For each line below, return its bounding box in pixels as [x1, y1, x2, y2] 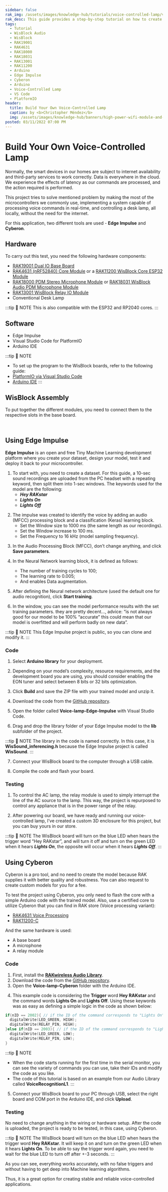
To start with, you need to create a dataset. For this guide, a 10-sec [12, 470, 151, 476]
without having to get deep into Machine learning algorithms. [5, 1166, 131, 1172]
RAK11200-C [12, 918, 39, 924]
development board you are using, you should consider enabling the [12, 673, 153, 679]
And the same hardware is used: [5, 928, 72, 934]
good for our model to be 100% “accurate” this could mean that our [12, 614, 151, 620]
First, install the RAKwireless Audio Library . [12, 972, 103, 978]
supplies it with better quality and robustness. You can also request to [5, 877, 149, 883]
